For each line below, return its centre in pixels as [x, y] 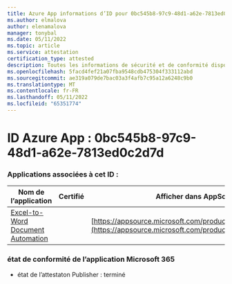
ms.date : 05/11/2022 [37, 39]
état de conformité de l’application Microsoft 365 [91, 259]
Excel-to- [27, 213]
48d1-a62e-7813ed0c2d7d [86, 153]
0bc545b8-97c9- [145, 138]
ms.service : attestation [43, 53]
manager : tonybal [32, 33]
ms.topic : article [33, 46]
